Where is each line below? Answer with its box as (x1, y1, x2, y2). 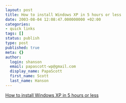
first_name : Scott (10, 74, 49, 79)
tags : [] (5, 31, 24, 36)
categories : (5, 21, 30, 27)
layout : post (5, 7, 33, 13)
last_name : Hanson (10, 78, 49, 83)
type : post (5, 41, 28, 46)
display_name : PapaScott (10, 69, 62, 74)
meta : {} (5, 50, 24, 55)
